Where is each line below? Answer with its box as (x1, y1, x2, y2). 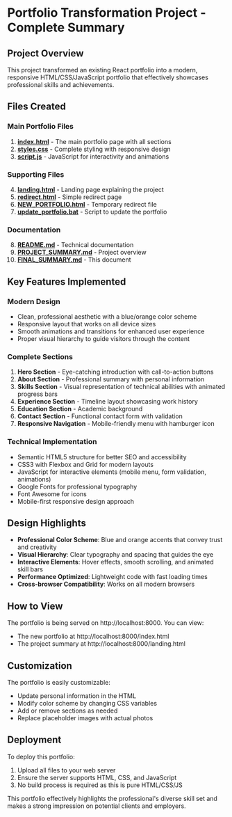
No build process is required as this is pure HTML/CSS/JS (17, 781, 183, 789)
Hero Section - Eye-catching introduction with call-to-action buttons (17, 367, 214, 376)
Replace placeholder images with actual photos (17, 714, 154, 722)
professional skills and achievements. (7, 81, 115, 88)
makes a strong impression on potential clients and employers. (7, 802, 186, 810)
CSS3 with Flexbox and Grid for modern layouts (17, 460, 154, 468)
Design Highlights (7, 517, 87, 529)
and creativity (17, 543, 57, 551)
